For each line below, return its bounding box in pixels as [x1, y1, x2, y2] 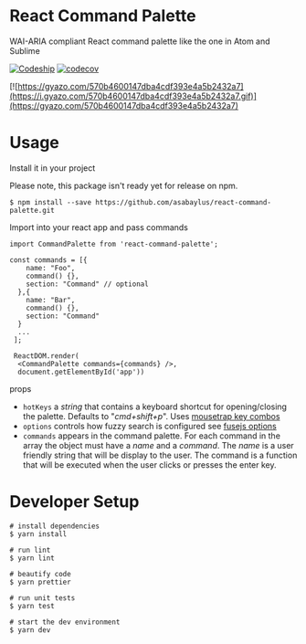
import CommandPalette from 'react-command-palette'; [9, 239, 219, 248]
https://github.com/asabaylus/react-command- [95, 197, 272, 206]
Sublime [9, 45, 41, 56]
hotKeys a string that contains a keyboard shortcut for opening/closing [22, 401, 288, 412]
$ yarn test [9, 601, 55, 610]
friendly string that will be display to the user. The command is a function [22, 449, 298, 460]
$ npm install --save [9, 197, 92, 206]
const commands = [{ [9, 255, 89, 265]
